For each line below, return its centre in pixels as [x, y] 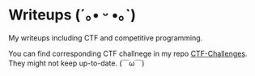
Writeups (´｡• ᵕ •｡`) [72, 15]
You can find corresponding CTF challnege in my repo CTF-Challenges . [128, 53]
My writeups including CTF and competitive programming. [106, 38]
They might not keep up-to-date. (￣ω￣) [76, 63]
